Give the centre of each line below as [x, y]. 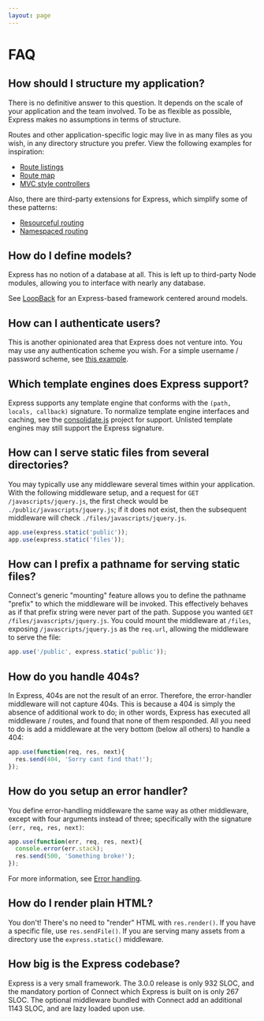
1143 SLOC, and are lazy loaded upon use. [77, 1008]
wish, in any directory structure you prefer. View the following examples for [130, 143]
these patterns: [33, 207]
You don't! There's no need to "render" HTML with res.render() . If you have [132, 922]
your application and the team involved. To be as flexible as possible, [120, 111]
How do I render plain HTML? [81, 904]
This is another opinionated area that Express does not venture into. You [125, 342]
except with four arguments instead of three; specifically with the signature [130, 819]
